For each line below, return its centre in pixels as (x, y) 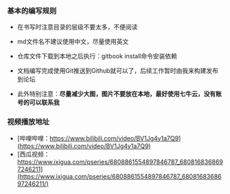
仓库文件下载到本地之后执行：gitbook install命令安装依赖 (97, 56)
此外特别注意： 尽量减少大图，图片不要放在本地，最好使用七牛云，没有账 (119, 94)
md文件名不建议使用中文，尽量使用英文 (73, 42)
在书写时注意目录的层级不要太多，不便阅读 (77, 27)
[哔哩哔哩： (33, 138)
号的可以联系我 (38, 102)
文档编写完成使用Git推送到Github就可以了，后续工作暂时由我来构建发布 (117, 71)
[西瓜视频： (33, 154)
